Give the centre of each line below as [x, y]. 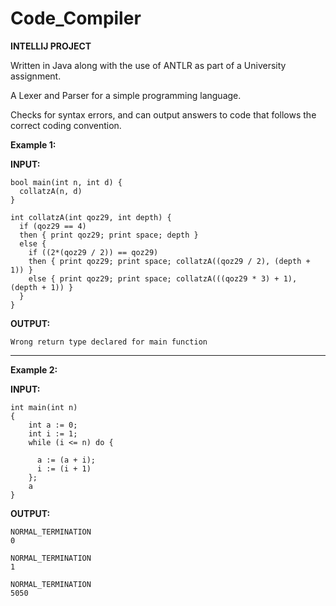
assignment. [36, 76]
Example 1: [33, 144]
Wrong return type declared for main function [109, 342]
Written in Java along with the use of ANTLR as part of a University [148, 65]
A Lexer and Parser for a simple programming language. [126, 95]
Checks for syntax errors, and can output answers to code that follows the [163, 114]
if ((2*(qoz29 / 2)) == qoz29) [93, 252]
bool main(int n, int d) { [66, 182]
